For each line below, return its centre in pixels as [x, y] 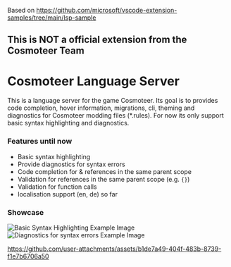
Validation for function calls [57, 187]
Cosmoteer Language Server [93, 81]
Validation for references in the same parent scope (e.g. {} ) [104, 179]
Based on [21, 10]
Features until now [40, 142]
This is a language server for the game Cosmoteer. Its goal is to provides [113, 101]
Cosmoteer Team [46, 51]
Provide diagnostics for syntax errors [71, 164]
